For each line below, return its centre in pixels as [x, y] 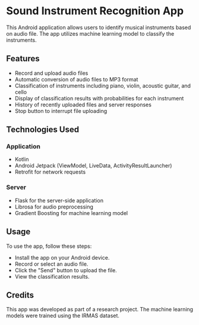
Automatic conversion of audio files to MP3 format [76, 79]
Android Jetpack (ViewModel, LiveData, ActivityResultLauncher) [93, 166]
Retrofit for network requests [50, 172]
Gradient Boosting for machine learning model [71, 213]
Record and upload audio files [51, 73]
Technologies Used [42, 130]
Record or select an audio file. [51, 264]
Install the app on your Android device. [62, 257]
